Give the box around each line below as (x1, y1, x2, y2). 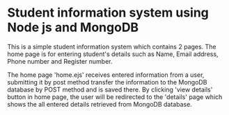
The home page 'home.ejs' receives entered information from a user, (7, 71, 205, 79)
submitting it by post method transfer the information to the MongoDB (7, 78, 207, 86)
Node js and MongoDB (7, 19, 139, 35)
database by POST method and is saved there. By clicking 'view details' (7, 85, 213, 94)
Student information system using (7, 5, 209, 21)
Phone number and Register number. (7, 57, 113, 65)
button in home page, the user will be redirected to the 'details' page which (7, 92, 223, 101)
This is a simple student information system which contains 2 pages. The (7, 42, 217, 51)
